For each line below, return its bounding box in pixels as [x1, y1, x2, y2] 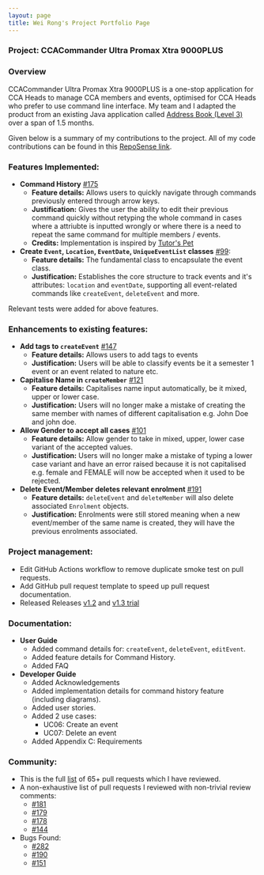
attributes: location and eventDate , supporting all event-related [31, 280, 237, 290]
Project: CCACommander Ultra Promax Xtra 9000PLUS [8, 45, 224, 56]
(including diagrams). [31, 694, 101, 704]
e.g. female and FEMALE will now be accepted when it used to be [31, 468, 245, 477]
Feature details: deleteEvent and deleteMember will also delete [31, 493, 235, 502]
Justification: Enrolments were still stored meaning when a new [31, 509, 240, 519]
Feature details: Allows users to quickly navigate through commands [31, 187, 257, 198]
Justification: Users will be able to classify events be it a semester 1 [31, 358, 255, 368]
